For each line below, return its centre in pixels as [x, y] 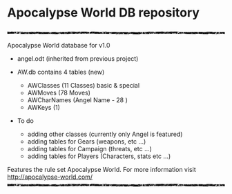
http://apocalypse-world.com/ [50, 177]
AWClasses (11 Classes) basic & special [84, 85]
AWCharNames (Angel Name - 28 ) [77, 100]
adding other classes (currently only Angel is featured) [105, 134]
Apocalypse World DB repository [104, 13]
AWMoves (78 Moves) [59, 93]
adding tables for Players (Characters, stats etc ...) [99, 156]
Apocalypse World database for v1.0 [59, 45]
